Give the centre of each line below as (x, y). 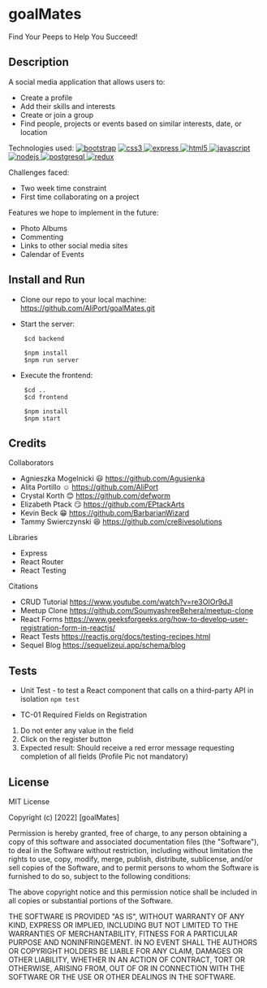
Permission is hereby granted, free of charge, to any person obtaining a (128, 833)
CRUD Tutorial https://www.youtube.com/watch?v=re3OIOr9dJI (127, 602)
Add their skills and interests (68, 106)
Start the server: (47, 324)
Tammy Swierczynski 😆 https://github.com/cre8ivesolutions (121, 522)
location (34, 132)
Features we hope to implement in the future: (84, 212)
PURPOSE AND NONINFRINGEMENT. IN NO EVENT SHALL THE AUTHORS (133, 942)
